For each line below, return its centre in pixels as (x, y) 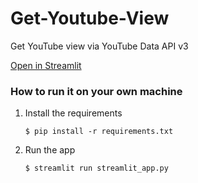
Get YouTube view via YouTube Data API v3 (99, 46)
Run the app (50, 150)
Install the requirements (73, 113)
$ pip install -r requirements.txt (99, 132)
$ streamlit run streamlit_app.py (96, 168)
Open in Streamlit (46, 65)
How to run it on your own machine (96, 91)
